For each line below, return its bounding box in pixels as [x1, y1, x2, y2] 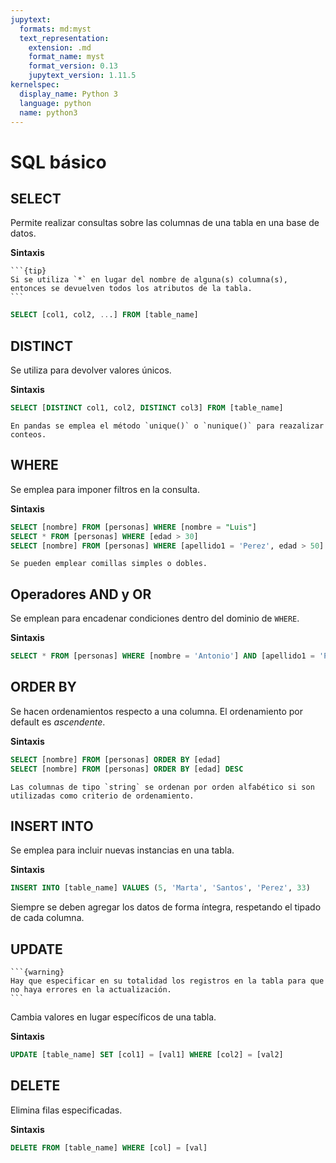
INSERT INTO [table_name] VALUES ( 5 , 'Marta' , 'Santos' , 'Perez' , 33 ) [10, 883, 311, 893]
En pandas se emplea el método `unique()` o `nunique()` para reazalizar [10, 421, 325, 431]
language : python [19, 98, 92, 108]
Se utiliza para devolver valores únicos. [10, 364, 172, 376]
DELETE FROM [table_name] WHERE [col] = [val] [10, 1142, 208, 1153]
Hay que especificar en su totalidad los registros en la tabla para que [10, 976, 325, 986]
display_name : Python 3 [19, 89, 118, 99]
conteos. [10, 429, 47, 440]
